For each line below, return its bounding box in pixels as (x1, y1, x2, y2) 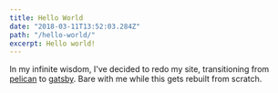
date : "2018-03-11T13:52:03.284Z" (9, 22, 141, 31)
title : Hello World (9, 13, 84, 23)
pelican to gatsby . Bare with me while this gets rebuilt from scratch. (9, 74, 263, 85)
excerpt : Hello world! (9, 38, 96, 48)
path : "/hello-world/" (9, 30, 96, 39)
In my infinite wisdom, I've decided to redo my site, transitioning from (9, 64, 270, 75)
